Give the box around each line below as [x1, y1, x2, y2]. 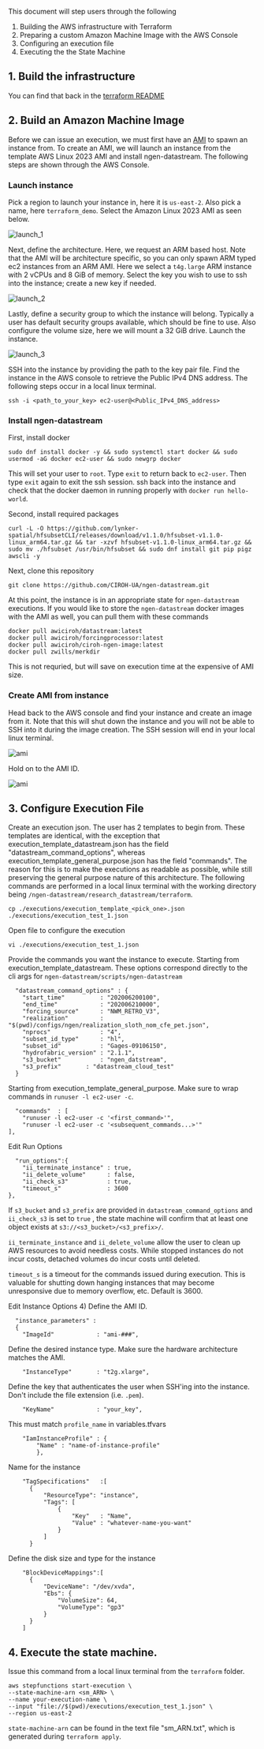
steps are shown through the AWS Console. [8, 159, 150, 169]
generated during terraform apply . [8, 1732, 122, 1741]
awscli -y [8, 552, 41, 560]
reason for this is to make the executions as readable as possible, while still [8, 864, 252, 874]
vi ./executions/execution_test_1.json [8, 941, 139, 949]
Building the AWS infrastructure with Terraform [19, 22, 173, 31]
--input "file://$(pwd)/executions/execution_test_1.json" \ [8, 1702, 214, 1711]
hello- [227, 487, 250, 496]
